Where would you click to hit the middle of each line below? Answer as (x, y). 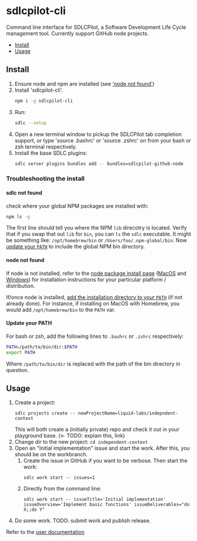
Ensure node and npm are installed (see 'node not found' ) (84, 84)
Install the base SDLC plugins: (51, 153)
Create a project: (35, 403)
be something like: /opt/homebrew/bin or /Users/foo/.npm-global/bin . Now (96, 240)
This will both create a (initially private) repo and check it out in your (97, 429)
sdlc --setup (31, 123)
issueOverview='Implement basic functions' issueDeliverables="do (106, 505)
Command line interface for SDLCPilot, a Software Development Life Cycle (96, 27)
